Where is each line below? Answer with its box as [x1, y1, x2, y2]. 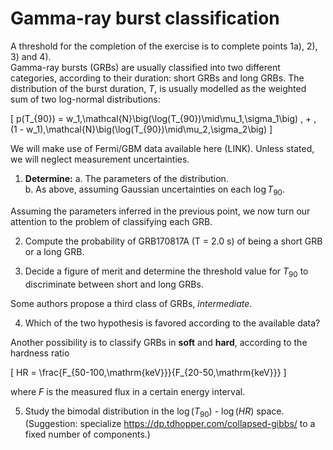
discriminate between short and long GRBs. [24, 278, 204, 290]
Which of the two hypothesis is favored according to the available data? [24, 317, 321, 329]
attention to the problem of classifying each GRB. [10, 215, 213, 227]
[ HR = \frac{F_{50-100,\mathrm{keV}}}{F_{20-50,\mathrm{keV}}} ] [10, 366, 287, 378]
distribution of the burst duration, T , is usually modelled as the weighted [10, 82, 307, 94]
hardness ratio [10, 347, 70, 359]
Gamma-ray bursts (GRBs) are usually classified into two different [10, 61, 281, 73]
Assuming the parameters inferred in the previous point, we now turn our [10, 205, 311, 217]
